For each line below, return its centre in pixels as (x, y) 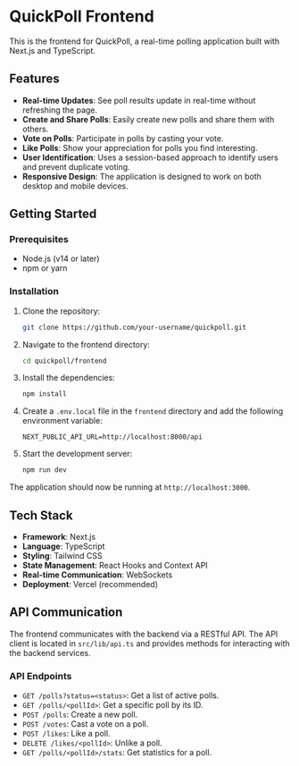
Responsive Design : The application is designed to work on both (141, 176)
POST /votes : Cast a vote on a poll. (85, 724)
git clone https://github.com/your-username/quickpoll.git (134, 327)
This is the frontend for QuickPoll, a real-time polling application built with (144, 41)
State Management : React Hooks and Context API (115, 566)
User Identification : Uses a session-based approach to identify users (150, 157)
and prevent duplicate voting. (76, 166)
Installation (34, 291)
